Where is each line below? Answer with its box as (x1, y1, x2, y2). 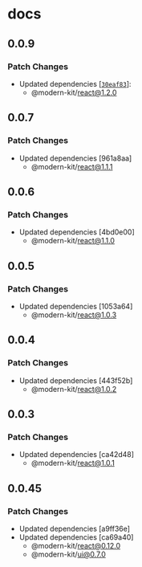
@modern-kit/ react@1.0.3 (30, 310, 117, 320)
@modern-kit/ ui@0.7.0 (30, 549, 106, 559)
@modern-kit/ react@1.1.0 (30, 236, 116, 246)
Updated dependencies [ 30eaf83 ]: (18, 79, 132, 88)
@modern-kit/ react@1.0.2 (30, 384, 117, 394)
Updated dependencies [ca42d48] (18, 450, 134, 459)
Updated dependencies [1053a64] (18, 301, 133, 311)
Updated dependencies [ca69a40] (18, 532, 134, 542)
